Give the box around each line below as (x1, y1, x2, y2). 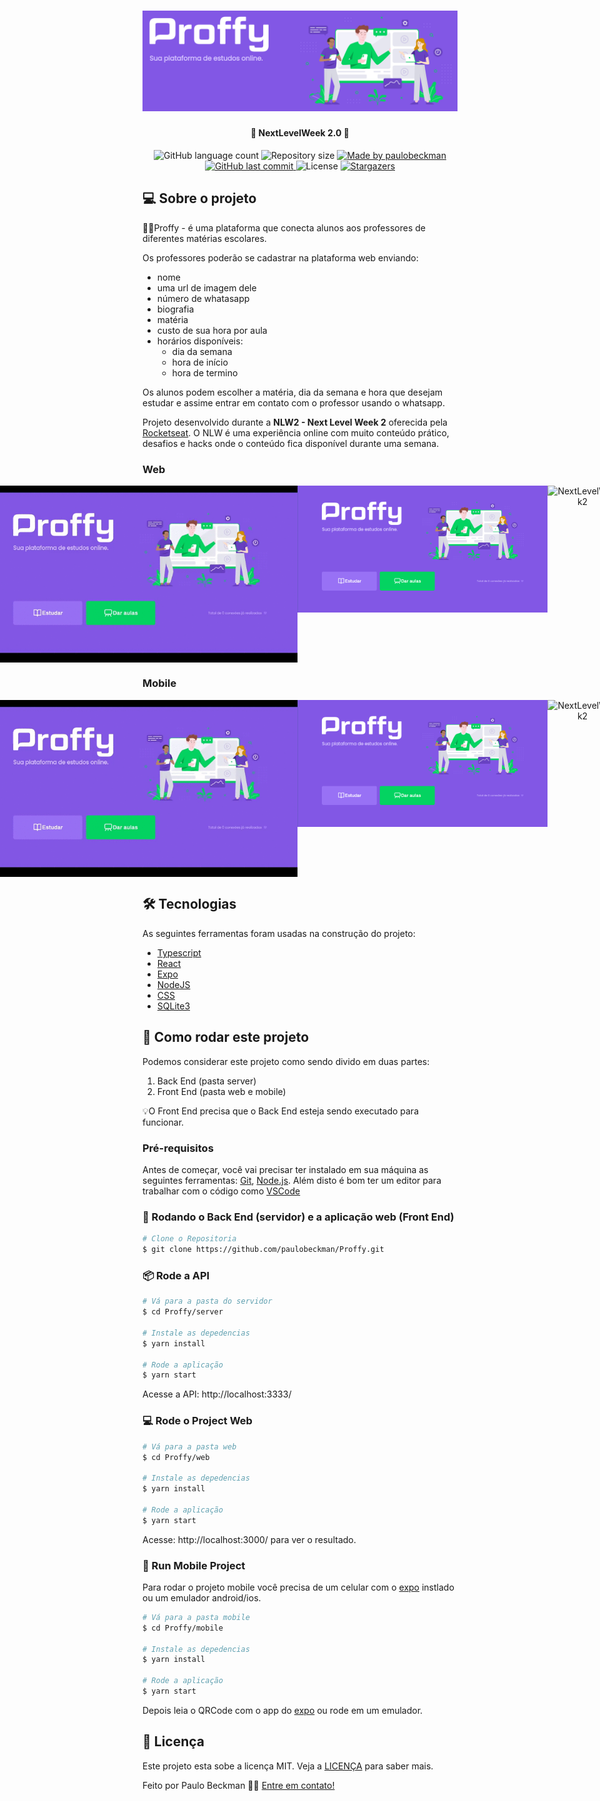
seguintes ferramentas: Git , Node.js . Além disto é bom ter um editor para (142, 1174, 442, 1186)
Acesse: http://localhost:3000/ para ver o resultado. (142, 1533, 357, 1545)
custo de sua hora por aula (156, 324, 268, 336)
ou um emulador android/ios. (142, 1591, 262, 1604)
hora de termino (171, 366, 239, 379)
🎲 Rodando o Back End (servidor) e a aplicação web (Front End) (142, 1210, 455, 1224)
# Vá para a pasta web (142, 1441, 237, 1452)
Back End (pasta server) (156, 1075, 257, 1087)
